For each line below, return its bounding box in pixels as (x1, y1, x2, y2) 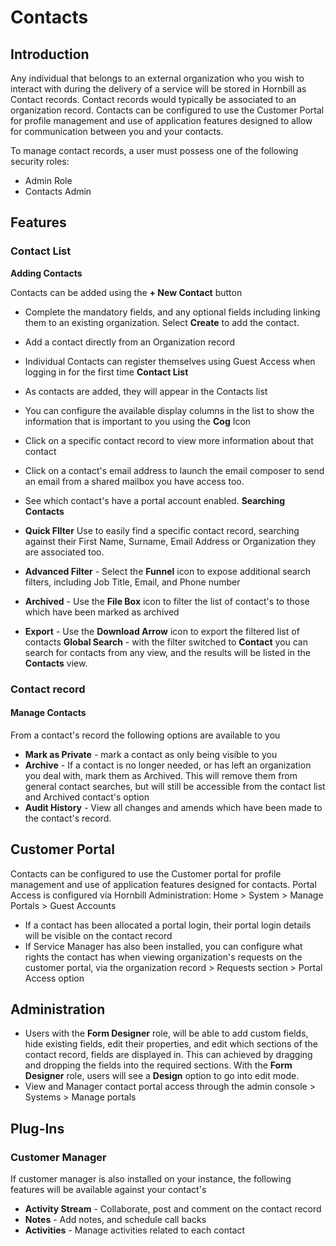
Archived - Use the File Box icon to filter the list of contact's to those (24, 595, 310, 607)
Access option (24, 972, 85, 984)
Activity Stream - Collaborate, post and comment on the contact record (24, 1203, 322, 1215)
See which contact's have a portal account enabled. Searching (24, 494, 286, 506)
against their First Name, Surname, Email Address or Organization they (24, 535, 317, 547)
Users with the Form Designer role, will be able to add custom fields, (24, 1027, 309, 1040)
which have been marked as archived (24, 606, 180, 618)
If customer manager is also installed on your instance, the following (10, 1173, 292, 1185)
